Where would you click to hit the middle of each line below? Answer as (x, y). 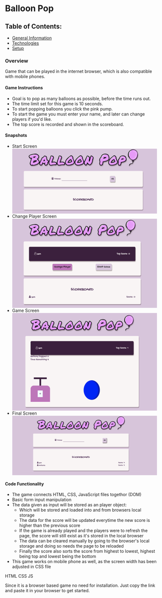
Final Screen (24, 413)
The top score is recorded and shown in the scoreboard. (68, 124)
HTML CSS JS (19, 576)
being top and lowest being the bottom (58, 556)
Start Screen (24, 146)
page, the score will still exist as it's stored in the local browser (81, 536)
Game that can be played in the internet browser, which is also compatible (79, 71)
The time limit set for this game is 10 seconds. (57, 104)
